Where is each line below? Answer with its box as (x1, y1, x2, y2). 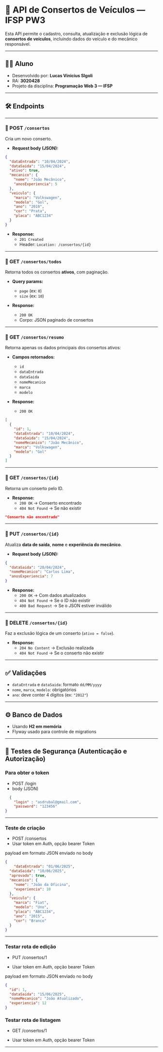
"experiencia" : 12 (9, 1001, 47, 1006)
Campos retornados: (12, 354, 55, 360)
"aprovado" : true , (9, 873, 47, 878)
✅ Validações (5, 669, 47, 677)
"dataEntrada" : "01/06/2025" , (14, 864, 75, 869)
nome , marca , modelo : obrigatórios (12, 687, 77, 693)
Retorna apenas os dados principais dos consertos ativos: (5, 345, 121, 351)
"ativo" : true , (9, 168, 40, 173)
